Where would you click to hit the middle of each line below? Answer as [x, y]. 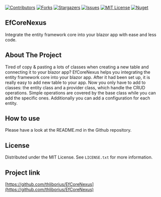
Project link [23, 172]
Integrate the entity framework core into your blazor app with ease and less [81, 35]
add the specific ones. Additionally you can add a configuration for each [78, 98]
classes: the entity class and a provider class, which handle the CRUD [75, 87]
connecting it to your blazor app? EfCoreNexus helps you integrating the [78, 72]
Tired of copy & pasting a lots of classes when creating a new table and [77, 67]
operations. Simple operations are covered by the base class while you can [80, 93]
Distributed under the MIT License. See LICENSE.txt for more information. [79, 157]
